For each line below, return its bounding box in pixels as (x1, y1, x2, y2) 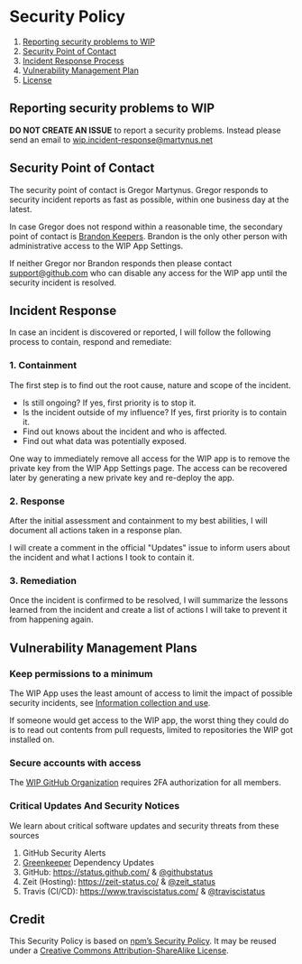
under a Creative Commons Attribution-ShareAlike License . (9, 945, 229, 956)
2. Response (9, 495, 66, 507)
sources (9, 830, 40, 840)
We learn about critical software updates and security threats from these (9, 820, 279, 831)
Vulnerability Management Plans (9, 640, 198, 655)
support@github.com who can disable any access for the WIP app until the (9, 267, 288, 278)
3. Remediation (9, 574, 77, 587)
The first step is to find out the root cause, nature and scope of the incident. (9, 379, 291, 390)
